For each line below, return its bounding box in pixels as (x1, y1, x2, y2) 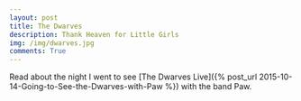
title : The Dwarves (9, 22, 83, 31)
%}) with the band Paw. (165, 81, 252, 92)
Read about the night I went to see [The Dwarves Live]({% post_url (9, 71, 258, 82)
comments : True (9, 47, 67, 56)
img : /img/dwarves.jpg (9, 38, 95, 48)
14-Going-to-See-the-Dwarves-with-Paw (9, 81, 164, 92)
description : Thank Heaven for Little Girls (9, 30, 179, 39)
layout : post (9, 13, 59, 23)
